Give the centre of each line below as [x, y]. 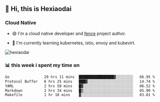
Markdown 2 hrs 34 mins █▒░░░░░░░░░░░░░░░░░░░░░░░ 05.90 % [80, 90]
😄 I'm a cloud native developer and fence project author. [69, 33]
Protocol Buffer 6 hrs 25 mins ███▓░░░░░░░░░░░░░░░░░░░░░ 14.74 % [80, 81]
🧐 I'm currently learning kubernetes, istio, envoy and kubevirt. [74, 43]
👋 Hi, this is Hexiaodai [38, 9]
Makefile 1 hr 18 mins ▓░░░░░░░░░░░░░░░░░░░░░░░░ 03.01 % [80, 95]
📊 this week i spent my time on [42, 65]
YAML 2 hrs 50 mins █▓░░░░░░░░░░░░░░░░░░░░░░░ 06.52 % [80, 86]
